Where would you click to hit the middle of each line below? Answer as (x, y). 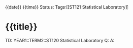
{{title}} (21, 27)
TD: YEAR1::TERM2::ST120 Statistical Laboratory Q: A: (60, 40)
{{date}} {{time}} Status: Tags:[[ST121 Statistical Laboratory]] (67, 7)
